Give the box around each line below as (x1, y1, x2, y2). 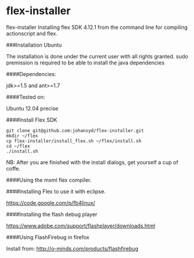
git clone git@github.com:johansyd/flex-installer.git (6, 128, 144, 133)
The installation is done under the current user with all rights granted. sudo (6, 53, 188, 60)
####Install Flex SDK (6, 116, 57, 123)
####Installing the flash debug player (6, 211, 98, 218)
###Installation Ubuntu (6, 41, 62, 48)
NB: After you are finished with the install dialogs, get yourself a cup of (6, 158, 179, 166)
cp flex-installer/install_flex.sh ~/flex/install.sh (6, 138, 142, 144)
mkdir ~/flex (6, 133, 38, 139)
